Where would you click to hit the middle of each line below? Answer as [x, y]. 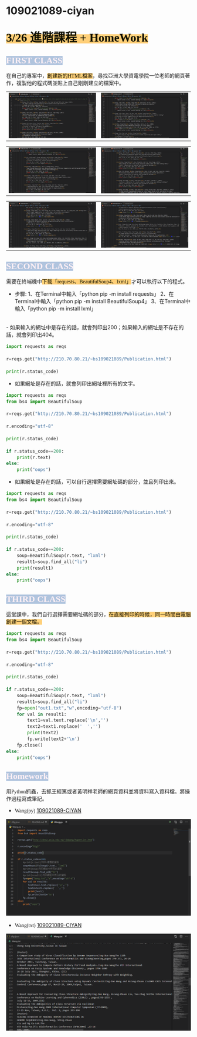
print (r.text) [34, 457]
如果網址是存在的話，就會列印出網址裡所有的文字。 [76, 383]
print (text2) [43, 733]
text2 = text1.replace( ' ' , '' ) [64, 727]
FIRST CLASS [34, 60]
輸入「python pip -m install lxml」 [55, 309]
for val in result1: [42, 714]
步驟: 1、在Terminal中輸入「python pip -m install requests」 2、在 [94, 294]
